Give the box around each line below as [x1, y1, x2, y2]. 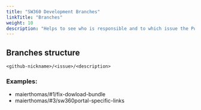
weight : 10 [6, 20, 33, 26]
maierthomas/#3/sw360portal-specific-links [14, 97, 124, 105]
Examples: [6, 77, 38, 85]
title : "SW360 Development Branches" [6, 8, 100, 15]
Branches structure [6, 47, 80, 57]
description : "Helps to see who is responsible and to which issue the [6, 25, 188, 32]
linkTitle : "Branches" [6, 14, 63, 20]
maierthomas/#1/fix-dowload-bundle [14, 91, 106, 98]
